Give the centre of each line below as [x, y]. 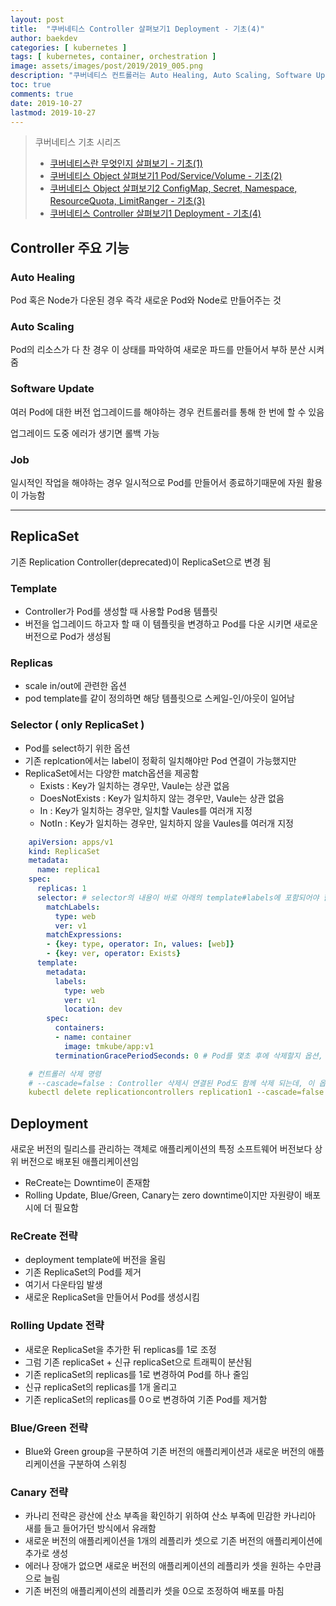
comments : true [42, 94]
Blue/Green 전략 [49, 1428]
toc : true [31, 85]
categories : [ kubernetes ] [69, 47]
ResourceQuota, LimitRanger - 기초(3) [127, 201]
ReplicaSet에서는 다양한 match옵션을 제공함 [112, 773]
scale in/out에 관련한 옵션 [75, 686]
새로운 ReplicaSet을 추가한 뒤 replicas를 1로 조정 [120, 1349]
